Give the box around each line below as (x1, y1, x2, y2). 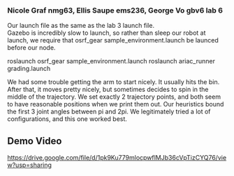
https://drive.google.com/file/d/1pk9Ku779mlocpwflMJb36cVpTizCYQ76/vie (7, 154, 227, 162)
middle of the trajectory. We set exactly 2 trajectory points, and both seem (7, 93, 221, 101)
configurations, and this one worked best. (7, 115, 128, 123)
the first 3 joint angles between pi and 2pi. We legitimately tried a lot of (7, 107, 211, 116)
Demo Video (7, 135, 62, 147)
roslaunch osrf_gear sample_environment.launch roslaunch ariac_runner (7, 57, 215, 65)
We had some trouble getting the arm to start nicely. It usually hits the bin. (7, 78, 220, 86)
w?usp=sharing (7, 161, 52, 169)
